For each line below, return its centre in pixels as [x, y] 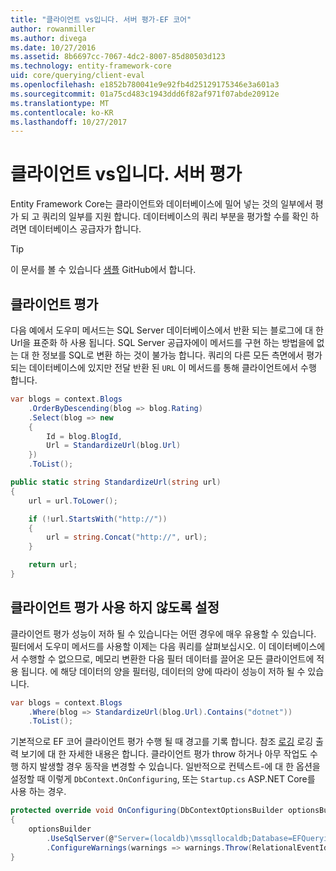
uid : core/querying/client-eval [77, 76]
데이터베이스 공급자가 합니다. [85, 229]
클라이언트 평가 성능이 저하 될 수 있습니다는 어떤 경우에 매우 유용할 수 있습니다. [163, 633]
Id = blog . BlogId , [84, 436]
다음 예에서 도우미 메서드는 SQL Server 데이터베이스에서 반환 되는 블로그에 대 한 [167, 330]
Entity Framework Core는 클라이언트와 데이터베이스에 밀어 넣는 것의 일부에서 [161, 204]
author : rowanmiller [53, 29]
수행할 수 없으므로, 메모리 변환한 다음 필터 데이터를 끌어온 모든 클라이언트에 [167, 658]
